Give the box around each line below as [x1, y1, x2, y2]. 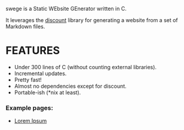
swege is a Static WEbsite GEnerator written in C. [5, 5, 127, 12]
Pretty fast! [14, 76, 42, 83]
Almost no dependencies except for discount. [14, 82, 127, 89]
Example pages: [5, 104, 53, 112]
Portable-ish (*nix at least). [14, 89, 81, 96]
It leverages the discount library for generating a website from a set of [5, 17, 179, 23]
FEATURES [5, 44, 60, 57]
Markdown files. [5, 23, 45, 30]
